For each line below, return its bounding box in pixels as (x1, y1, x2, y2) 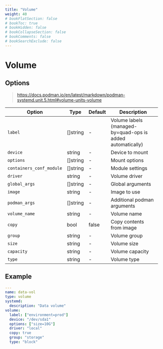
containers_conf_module (7, 165, 63, 171)
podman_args (7, 200, 35, 206)
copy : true (9, 331, 32, 335)
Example (5, 273, 32, 281)
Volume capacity (111, 248, 149, 255)
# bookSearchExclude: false (5, 39, 62, 44)
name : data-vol (5, 290, 36, 295)
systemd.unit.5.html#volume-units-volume (16, 97, 102, 103)
